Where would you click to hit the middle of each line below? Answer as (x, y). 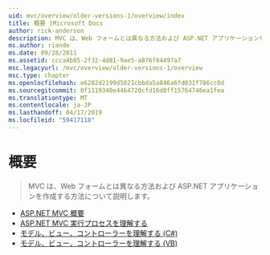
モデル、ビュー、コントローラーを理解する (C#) (99, 233)
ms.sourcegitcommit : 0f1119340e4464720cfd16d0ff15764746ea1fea (117, 90)
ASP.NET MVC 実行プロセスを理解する (84, 223)
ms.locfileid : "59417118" (51, 120)
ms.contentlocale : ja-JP (50, 105)
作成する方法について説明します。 (98, 196)
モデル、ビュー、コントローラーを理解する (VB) (99, 243)
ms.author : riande (39, 46)
